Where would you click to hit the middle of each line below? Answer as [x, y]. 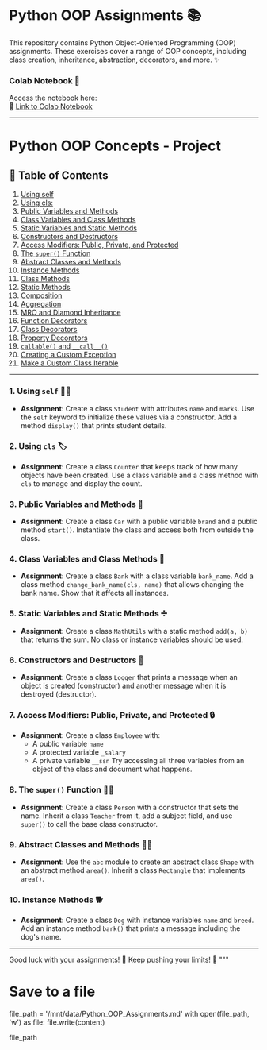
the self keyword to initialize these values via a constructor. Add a [128, 417]
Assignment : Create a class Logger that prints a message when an [129, 677]
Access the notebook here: [53, 98]
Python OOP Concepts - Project [115, 146]
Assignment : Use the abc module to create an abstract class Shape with [137, 862]
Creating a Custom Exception [68, 355]
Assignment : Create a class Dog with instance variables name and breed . [137, 920]
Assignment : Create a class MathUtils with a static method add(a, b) [134, 631]
